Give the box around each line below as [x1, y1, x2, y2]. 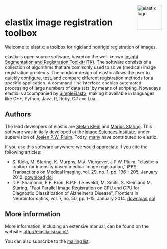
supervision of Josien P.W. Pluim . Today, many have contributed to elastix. [5, 134, 158, 140]
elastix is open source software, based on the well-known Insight [5, 53, 139, 59]
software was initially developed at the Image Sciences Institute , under [5, 129, 150, 135]
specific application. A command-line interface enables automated [5, 80, 142, 86]
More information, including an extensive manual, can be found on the [5, 223, 149, 229]
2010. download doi [12, 174, 53, 180]
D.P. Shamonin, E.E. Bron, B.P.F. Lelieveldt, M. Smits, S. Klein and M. [12, 179, 152, 185]
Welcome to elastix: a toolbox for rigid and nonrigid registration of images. [5, 44, 157, 50]
